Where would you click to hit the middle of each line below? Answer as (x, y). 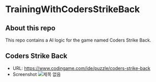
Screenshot (25, 74)
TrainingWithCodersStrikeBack (73, 9)
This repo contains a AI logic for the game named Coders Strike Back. (78, 40)
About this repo (30, 28)
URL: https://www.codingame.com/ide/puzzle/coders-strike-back (82, 68)
